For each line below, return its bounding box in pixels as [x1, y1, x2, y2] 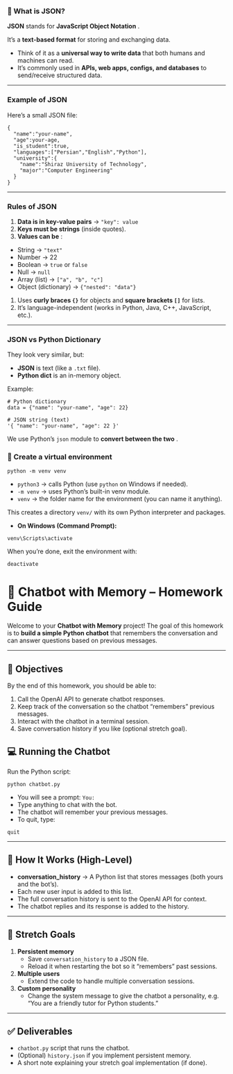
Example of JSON [7, 95, 67, 105]
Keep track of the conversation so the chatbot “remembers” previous [17, 702, 215, 711]
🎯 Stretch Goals [7, 929, 76, 941]
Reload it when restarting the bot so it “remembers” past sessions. [27, 962, 218, 970]
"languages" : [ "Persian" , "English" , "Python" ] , [13, 149, 148, 156]
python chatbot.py [7, 781, 60, 788]
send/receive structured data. [17, 71, 103, 79]
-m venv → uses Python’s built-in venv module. [17, 487, 150, 496]
